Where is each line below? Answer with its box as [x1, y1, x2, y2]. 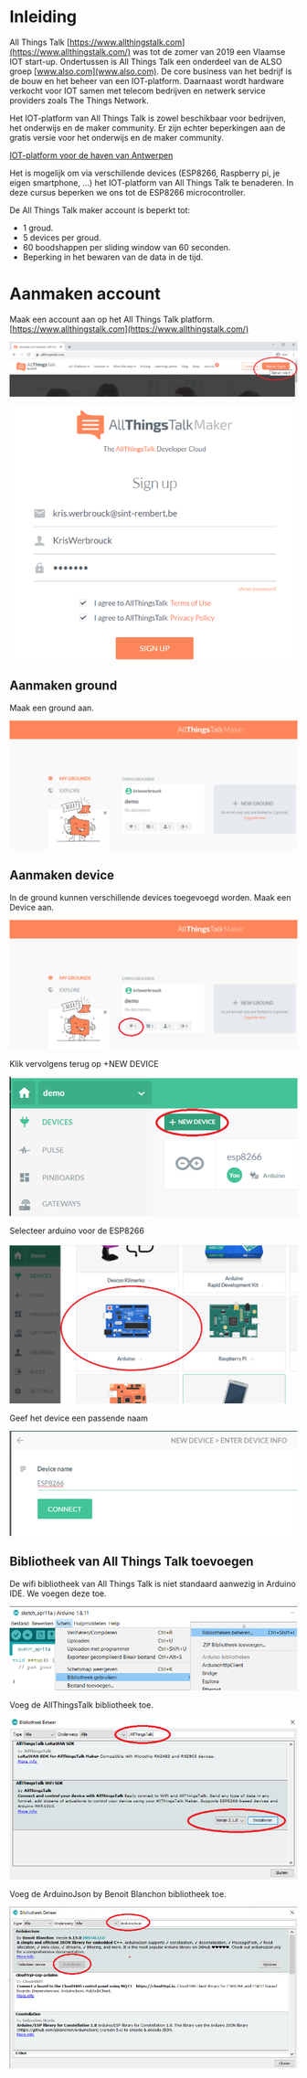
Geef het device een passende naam [9, 1412, 148, 1423]
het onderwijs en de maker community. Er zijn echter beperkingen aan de [9, 122, 286, 133]
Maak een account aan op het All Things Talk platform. [9, 314, 215, 325]
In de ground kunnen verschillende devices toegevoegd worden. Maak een [9, 891, 291, 902]
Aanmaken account [9, 283, 162, 304]
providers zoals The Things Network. [9, 94, 149, 106]
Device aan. [9, 901, 55, 912]
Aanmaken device [9, 868, 115, 883]
